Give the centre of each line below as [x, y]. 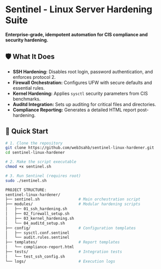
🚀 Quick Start [27, 131]
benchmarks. [27, 99]
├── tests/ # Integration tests [64, 252]
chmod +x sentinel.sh [28, 167]
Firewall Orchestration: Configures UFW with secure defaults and [82, 82]
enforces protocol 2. [34, 77]
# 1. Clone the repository [34, 143]
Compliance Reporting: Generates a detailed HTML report [74, 110]
